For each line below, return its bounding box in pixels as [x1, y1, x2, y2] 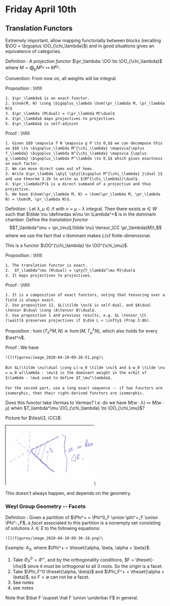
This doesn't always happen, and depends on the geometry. [5, 490, 131, 496]
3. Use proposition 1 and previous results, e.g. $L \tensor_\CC [5, 313, 147, 318]
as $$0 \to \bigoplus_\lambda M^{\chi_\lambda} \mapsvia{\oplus [5, 146, 145, 151]
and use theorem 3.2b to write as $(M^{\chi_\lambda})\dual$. [5, 176, 140, 182]
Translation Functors [5, 24, 73, 33]
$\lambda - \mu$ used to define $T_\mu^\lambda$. [5, 375, 113, 381]
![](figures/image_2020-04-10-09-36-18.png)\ [5, 536, 103, 541]
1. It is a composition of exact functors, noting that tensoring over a [5, 292, 165, 298]
